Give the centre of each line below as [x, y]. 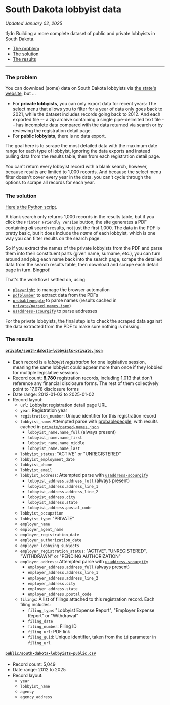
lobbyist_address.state [53, 502]
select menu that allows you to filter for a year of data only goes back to [88, 109]
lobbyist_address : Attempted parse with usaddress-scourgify [84, 475]
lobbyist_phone [36, 465]
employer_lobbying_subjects [50, 546]
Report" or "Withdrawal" [53, 615]
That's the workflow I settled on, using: [46, 279]
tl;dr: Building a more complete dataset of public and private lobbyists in [80, 33]
